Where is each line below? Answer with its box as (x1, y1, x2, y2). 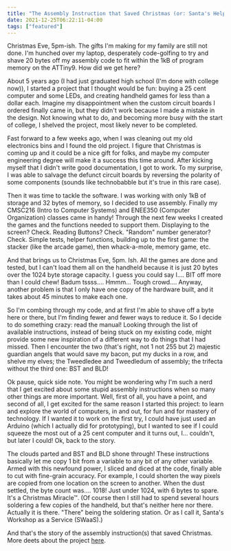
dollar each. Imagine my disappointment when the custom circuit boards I (7, 99, 215, 107)
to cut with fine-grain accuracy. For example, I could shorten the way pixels (7, 472, 221, 480)
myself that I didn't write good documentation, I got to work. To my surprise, (7, 163, 223, 172)
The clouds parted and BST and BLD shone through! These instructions (7, 450, 210, 458)
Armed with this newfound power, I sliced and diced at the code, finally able (7, 464, 222, 472)
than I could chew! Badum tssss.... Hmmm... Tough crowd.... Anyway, (7, 278, 203, 287)
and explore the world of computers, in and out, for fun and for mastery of (7, 407, 217, 415)
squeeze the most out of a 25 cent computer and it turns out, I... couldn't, (7, 429, 215, 437)
